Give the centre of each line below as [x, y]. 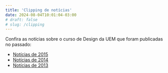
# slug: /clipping [25, 24]
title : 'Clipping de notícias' [39, 10]
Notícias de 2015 [30, 54]
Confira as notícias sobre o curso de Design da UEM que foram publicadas [84, 39]
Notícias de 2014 [30, 60]
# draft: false [22, 20]
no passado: [18, 45]
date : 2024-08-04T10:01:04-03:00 [41, 15]
